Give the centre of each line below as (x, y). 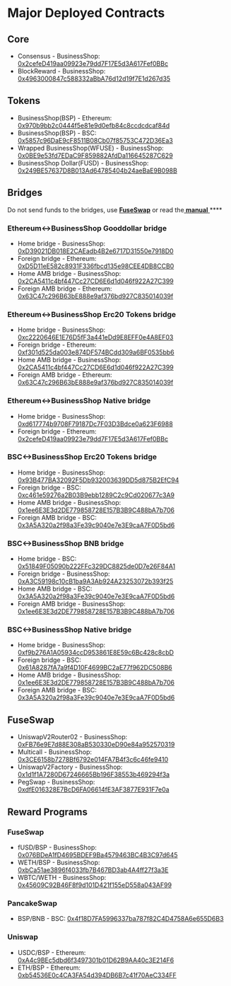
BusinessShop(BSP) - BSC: (57, 133)
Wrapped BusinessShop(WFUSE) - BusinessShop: (90, 148)
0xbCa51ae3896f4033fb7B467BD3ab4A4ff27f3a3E (93, 870)
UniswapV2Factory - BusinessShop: (70, 767)
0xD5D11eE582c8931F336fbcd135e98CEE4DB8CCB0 (96, 266)
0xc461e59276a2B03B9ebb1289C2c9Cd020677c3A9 (96, 495)
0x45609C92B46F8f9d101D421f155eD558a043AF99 (94, 885)
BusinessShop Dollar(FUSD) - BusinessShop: (83, 163)
